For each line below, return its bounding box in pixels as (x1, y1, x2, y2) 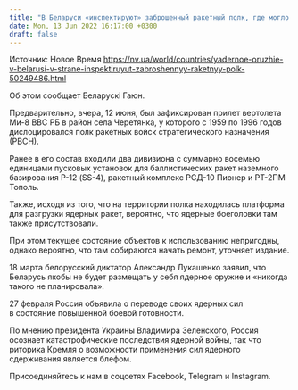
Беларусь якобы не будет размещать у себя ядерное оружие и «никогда (9, 271, 288, 282)
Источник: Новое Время (9, 54, 102, 65)
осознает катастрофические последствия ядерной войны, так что (9, 335, 261, 345)
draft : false (9, 29, 58, 38)
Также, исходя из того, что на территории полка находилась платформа (9, 199, 286, 210)
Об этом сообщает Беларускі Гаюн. (9, 90, 145, 101)
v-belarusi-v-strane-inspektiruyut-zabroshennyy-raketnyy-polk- (9, 63, 245, 74)
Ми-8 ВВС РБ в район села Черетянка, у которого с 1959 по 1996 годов (9, 117, 283, 128)
